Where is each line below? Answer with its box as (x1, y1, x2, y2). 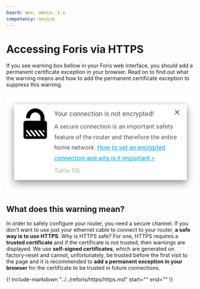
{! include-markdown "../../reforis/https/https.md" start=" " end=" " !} (6, 276, 174, 283)
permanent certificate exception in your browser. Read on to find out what (6, 69, 189, 76)
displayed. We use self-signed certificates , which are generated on (6, 245, 175, 253)
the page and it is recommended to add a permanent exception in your (6, 258, 183, 265)
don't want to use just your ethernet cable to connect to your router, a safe (6, 226, 190, 233)
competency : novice (6, 16, 55, 22)
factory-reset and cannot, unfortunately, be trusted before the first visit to (6, 251, 188, 259)
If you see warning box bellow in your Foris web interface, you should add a (6, 62, 193, 69)
